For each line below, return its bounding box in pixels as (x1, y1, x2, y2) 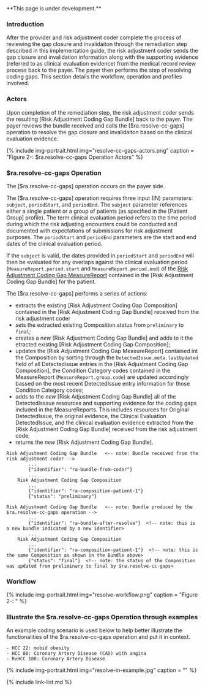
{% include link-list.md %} (6, 679, 72, 686)
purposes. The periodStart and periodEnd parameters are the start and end (6, 233, 197, 240)
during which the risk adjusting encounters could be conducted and (6, 220, 177, 227)
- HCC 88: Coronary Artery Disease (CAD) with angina (6, 651, 147, 657)
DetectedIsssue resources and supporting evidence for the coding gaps (15, 399, 197, 407)
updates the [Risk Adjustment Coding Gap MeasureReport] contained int (15, 347, 198, 354)
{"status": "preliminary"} (28, 493, 97, 499)
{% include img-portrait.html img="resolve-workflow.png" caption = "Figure (6, 591, 198, 598)
